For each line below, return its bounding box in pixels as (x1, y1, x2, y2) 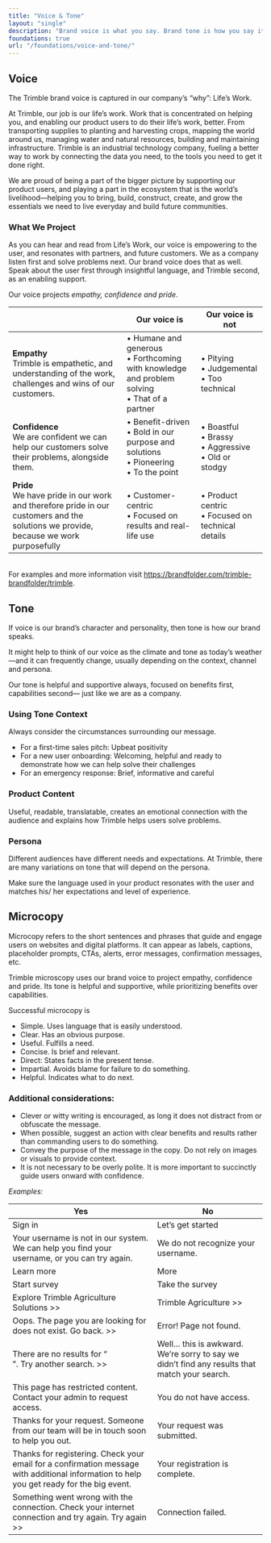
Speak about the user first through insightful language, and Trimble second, (8, 265, 261, 275)
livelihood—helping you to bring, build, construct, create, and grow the (8, 193, 244, 202)
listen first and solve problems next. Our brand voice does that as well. (8, 257, 243, 267)
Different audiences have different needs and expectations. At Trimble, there (8, 853, 263, 863)
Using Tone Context (8, 708, 88, 719)
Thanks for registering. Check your (12, 1449, 145, 1460)
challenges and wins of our (12, 378, 115, 390)
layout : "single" (8, 19, 67, 27)
